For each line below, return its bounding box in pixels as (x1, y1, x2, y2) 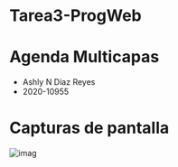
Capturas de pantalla (9, 118, 170, 138)
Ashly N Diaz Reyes (22, 77, 96, 88)
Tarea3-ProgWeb (9, 5, 142, 26)
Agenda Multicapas (9, 47, 160, 68)
